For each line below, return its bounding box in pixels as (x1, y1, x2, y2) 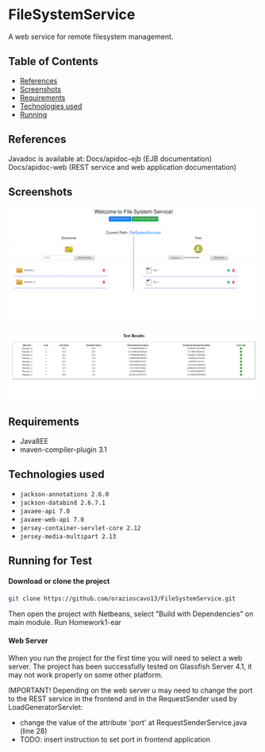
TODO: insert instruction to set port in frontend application (19, 735, 210, 744)
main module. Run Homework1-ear (8, 618, 121, 627)
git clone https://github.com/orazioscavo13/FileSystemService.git (8, 595, 236, 603)
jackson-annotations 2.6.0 (19, 490, 109, 498)
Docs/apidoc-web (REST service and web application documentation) (8, 162, 236, 172)
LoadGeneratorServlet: (8, 703, 83, 712)
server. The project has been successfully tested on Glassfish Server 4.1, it (8, 661, 252, 672)
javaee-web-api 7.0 (19, 515, 85, 523)
